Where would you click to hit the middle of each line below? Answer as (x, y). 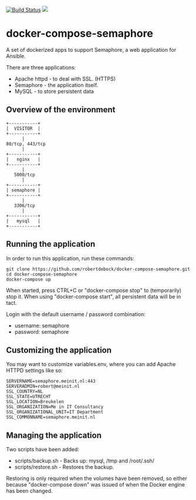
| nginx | (23, 159)
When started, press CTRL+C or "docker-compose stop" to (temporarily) (94, 290)
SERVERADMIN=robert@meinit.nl (43, 387)
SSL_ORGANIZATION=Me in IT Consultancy (55, 407)
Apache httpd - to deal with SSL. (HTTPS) (65, 79)
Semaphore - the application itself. (56, 85)
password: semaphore (42, 331)
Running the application (51, 244)
